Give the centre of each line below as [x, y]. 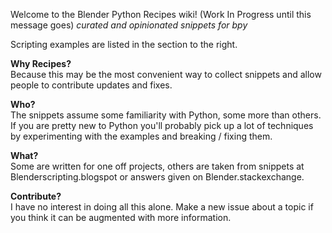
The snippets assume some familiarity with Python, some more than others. [166, 115]
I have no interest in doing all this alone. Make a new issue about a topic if [162, 207]
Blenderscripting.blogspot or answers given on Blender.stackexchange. [157, 177]
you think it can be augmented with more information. [121, 217]
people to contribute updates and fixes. [91, 85]
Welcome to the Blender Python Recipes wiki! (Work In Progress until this [161, 14]
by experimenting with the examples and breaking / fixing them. [141, 136]
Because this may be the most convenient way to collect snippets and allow [166, 74]
